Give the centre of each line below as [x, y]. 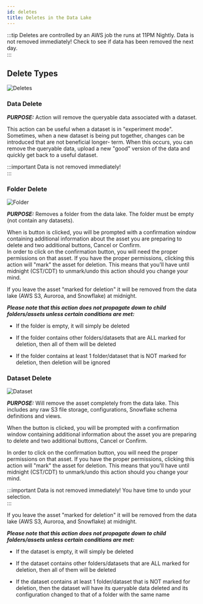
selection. [19, 497]
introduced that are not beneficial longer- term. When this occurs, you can [100, 142]
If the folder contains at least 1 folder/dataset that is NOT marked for [101, 356]
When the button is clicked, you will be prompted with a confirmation [93, 428]
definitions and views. [34, 416]
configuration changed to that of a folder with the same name [92, 595]
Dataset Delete [29, 378]
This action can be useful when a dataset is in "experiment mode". [90, 129]
